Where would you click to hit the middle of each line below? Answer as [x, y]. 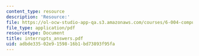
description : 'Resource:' [38, 17]
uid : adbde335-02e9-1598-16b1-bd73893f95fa [61, 44]
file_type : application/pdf [41, 28]
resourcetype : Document [36, 33]
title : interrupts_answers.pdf [45, 38]
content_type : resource [36, 11]
